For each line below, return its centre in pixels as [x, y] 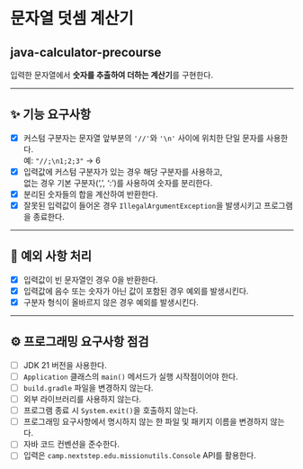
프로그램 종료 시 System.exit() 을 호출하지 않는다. [111, 410]
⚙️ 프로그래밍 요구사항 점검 [80, 342]
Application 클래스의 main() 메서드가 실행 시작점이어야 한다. [130, 376]
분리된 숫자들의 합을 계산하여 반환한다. [90, 194]
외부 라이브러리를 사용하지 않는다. [82, 399]
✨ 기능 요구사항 [51, 115]
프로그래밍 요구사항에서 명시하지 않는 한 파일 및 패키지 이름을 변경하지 [146, 422]
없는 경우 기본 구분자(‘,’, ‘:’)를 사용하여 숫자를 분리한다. [118, 183]
